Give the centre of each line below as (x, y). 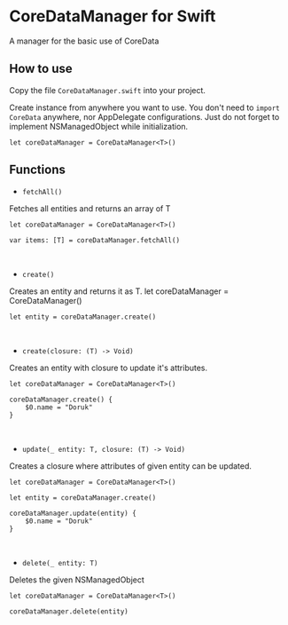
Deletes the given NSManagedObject (77, 580)
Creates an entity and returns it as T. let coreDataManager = (119, 291)
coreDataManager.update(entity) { (73, 513)
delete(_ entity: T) (60, 563)
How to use (41, 69)
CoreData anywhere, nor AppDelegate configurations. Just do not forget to (144, 116)
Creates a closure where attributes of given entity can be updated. (131, 466)
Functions (38, 170)
